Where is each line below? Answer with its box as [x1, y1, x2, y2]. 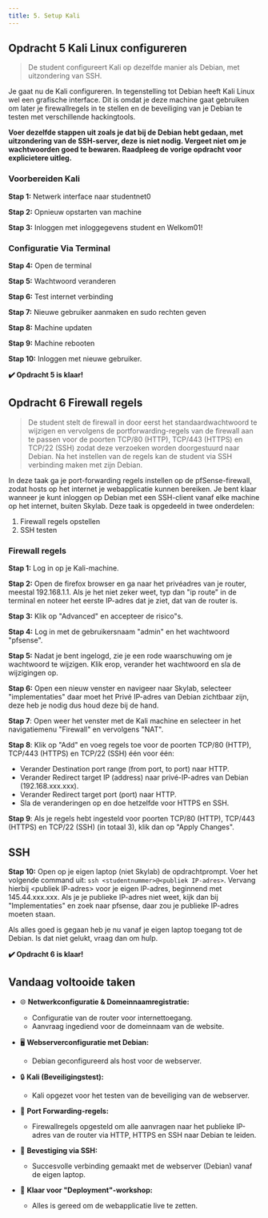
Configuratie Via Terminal [8, 242, 110, 253]
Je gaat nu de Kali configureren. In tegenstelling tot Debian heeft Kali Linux [8, 87, 255, 96]
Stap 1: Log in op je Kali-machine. [8, 563, 119, 573]
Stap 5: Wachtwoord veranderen [8, 276, 116, 286]
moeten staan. [8, 909, 56, 918]
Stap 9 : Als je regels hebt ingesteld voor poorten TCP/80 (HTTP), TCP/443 [8, 814, 255, 824]
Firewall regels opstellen [19, 516, 101, 526]
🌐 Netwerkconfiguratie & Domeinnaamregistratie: [19, 997, 190, 1006]
